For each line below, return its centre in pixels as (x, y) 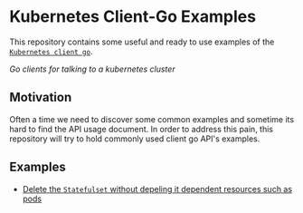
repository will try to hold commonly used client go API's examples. (135, 139)
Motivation (41, 97)
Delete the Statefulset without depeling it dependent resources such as (157, 189)
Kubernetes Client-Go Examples (133, 17)
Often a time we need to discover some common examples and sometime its (152, 119)
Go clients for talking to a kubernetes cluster (92, 69)
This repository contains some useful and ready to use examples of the (142, 42)
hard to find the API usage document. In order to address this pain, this (142, 129)
